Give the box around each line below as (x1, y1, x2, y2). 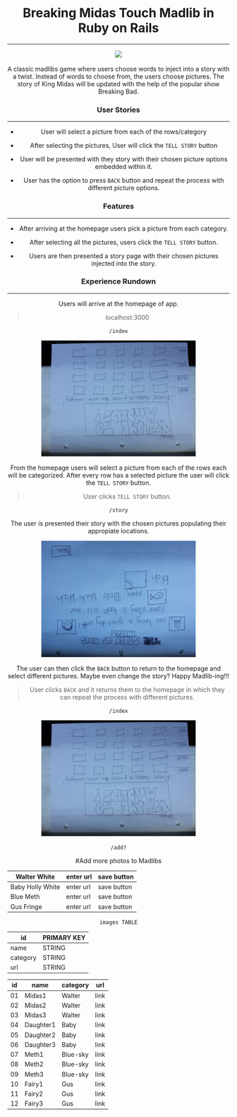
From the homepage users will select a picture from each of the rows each (10, 463, 227, 472)
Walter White (15, 872, 55, 881)
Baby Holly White (10, 883, 61, 891)
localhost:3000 (105, 313, 150, 321)
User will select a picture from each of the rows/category (41, 127, 207, 136)
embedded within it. (95, 163, 153, 171)
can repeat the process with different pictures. (59, 693, 195, 701)
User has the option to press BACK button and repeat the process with (23, 176, 224, 185)
